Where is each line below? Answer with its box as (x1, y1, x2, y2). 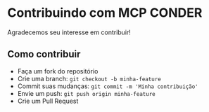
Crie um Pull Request (17, 97, 79, 105)
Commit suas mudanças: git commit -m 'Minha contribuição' (17, 82, 198, 90)
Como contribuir (7, 48, 81, 60)
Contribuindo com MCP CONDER (7, 5, 203, 21)
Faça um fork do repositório (17, 66, 99, 75)
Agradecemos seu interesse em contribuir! (7, 28, 132, 36)
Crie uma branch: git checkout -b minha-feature (17, 74, 162, 83)
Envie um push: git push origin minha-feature (17, 89, 156, 97)
